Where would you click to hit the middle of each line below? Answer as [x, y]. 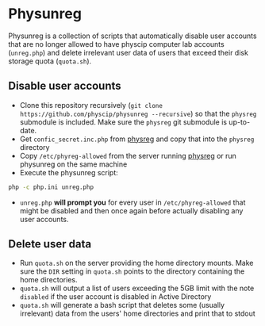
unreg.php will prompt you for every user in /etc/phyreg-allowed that [132, 202]
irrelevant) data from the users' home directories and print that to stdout [137, 313]
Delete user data [50, 244]
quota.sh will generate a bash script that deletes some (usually [122, 305]
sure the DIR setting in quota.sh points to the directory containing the [132, 271]
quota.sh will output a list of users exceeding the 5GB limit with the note [137, 288]
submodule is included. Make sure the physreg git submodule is [123, 122]
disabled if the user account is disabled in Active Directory [115, 297]
